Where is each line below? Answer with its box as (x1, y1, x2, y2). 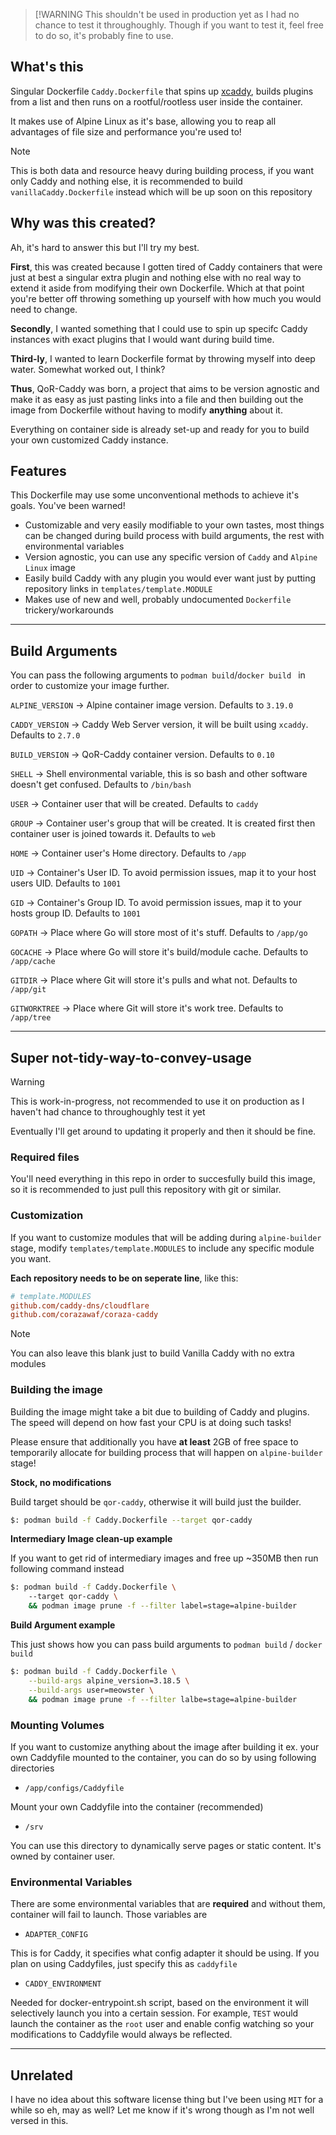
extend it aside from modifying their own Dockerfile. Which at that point (10, 282, 305, 294)
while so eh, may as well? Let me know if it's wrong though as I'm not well (10, 2104, 315, 2116)
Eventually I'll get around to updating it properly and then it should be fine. (10, 1125, 317, 1138)
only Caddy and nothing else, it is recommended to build (10, 175, 243, 187)
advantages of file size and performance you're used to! (10, 125, 242, 138)
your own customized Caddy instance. (10, 434, 169, 446)
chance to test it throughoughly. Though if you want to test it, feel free (34, 19, 324, 31)
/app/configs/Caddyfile (24, 1783, 125, 1793)
